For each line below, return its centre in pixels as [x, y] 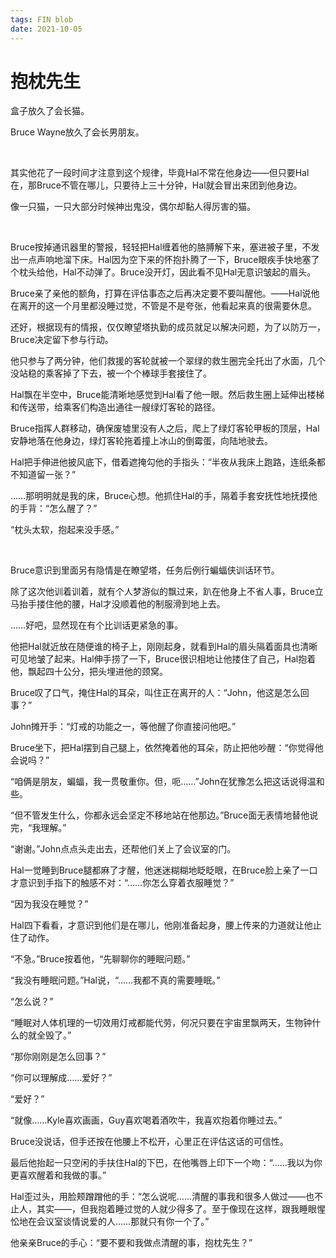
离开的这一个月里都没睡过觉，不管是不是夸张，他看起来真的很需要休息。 [167, 306]
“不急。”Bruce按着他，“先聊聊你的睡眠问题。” [100, 959]
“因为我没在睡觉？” [49, 904]
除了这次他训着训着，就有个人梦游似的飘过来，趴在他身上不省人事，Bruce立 [167, 592]
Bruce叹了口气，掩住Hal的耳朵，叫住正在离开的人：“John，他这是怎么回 [160, 693]
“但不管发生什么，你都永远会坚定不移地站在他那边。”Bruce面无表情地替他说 [164, 815]
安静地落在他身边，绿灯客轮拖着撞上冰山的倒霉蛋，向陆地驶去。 [141, 441]
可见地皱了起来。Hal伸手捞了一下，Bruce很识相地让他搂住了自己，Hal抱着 [163, 659]
